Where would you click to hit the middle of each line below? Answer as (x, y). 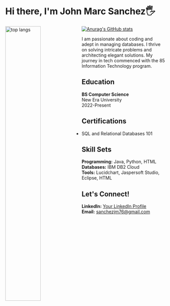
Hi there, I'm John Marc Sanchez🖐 (80, 11)
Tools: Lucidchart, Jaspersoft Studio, (120, 172)
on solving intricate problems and (116, 49)
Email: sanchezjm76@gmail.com (116, 212)
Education (98, 82)
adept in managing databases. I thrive (121, 44)
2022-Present (96, 105)
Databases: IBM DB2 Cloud (110, 167)
